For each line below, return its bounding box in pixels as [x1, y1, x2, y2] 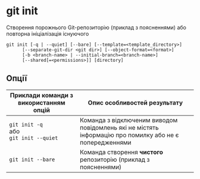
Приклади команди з [10, 91, 73, 99]
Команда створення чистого [79, 147, 164, 156]
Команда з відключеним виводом [79, 116, 178, 124]
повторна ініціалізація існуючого [6, 30, 89, 37]
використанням [17, 98, 65, 106]
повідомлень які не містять [79, 123, 159, 131]
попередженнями [79, 138, 132, 146]
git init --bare [9, 156, 55, 163]
